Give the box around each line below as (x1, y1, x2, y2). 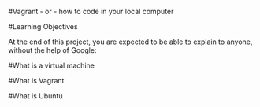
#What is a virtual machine (8, 61, 95, 70)
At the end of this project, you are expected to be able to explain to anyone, (8, 37, 253, 46)
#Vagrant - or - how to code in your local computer (8, 7, 174, 16)
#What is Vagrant (8, 76, 65, 85)
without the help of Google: (8, 46, 97, 54)
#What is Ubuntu (8, 91, 63, 101)
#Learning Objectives (8, 22, 78, 31)
